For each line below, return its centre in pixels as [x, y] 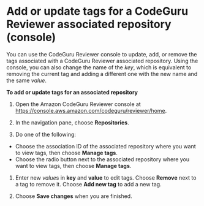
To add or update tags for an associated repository [72, 92]
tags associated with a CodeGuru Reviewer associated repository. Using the [102, 61]
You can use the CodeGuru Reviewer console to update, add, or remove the [102, 54]
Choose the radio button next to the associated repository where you [102, 159]
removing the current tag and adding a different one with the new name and [102, 74]
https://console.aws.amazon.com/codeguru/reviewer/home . [91, 110]
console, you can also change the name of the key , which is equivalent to [99, 67]
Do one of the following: [46, 134]
